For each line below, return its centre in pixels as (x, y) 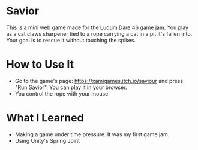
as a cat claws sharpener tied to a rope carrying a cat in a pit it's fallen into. (99, 33)
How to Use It (40, 65)
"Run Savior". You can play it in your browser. (71, 87)
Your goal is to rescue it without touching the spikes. (71, 40)
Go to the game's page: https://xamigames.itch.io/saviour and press (99, 81)
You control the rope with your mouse (61, 93)
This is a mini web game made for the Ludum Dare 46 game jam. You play (97, 27)
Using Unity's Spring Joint (47, 140)
